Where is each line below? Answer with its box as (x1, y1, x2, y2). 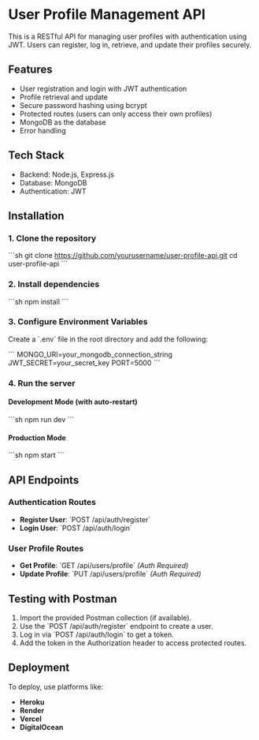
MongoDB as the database (19, 117, 106, 127)
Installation (8, 209, 65, 222)
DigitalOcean (19, 722, 64, 731)
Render (19, 705, 45, 715)
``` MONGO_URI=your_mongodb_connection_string (8, 349, 173, 359)
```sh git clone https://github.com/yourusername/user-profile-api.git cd (8, 251, 238, 260)
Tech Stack (8, 148, 65, 163)
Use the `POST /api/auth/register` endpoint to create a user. (19, 621, 214, 630)
